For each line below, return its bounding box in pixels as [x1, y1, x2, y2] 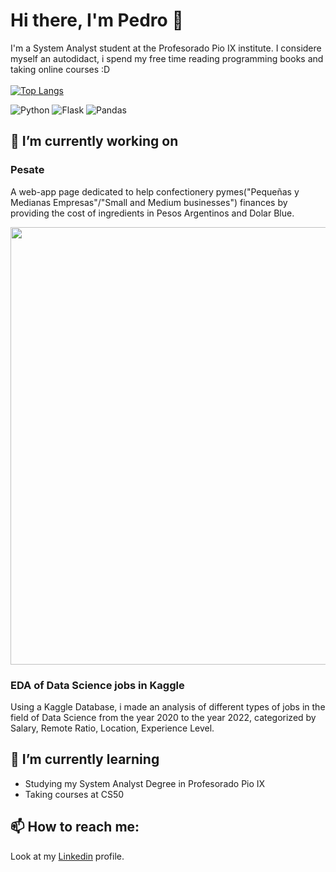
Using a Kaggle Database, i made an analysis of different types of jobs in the [10, 700, 326, 713]
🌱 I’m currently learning [10, 751, 160, 768]
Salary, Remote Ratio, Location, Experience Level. [10, 722, 215, 734]
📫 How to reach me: [10, 819, 140, 836]
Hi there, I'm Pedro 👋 [10, 9, 184, 32]
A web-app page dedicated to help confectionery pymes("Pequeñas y [10, 185, 300, 198]
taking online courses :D [10, 63, 111, 75]
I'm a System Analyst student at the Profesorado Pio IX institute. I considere [10, 42, 322, 54]
